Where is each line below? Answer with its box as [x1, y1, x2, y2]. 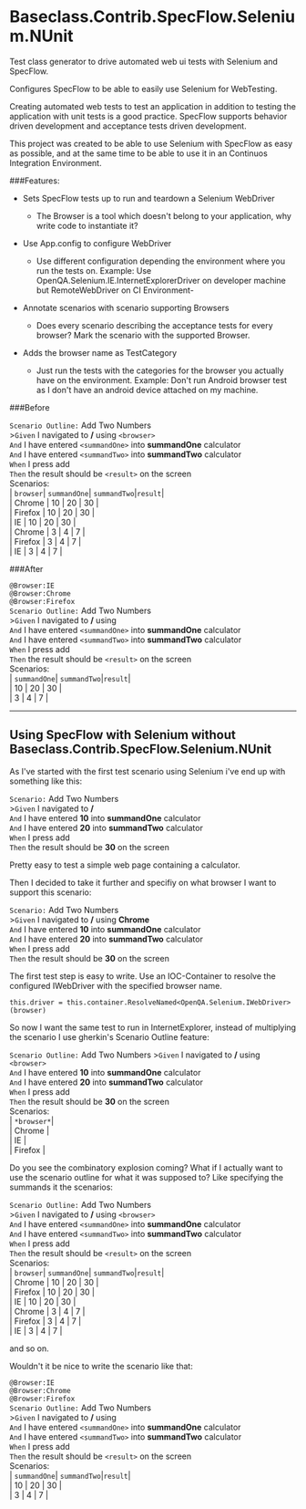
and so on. [9, 1343, 50, 1354]
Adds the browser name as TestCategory [22, 347, 178, 358]
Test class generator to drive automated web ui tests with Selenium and [9, 56, 278, 67]
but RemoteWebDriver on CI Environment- [36, 285, 194, 296]
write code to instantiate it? [36, 220, 138, 231]
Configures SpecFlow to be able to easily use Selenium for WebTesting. [9, 83, 278, 94]
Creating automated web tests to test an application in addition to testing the [9, 100, 296, 111]
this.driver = [9, 997, 64, 1007]
